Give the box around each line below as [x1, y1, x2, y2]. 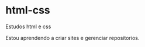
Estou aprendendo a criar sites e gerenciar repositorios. [5, 34, 140, 41]
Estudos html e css [5, 23, 51, 30]
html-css [5, 4, 50, 17]
